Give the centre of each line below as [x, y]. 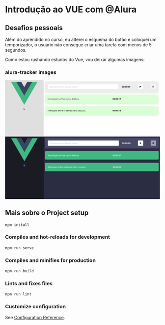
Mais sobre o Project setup [47, 213]
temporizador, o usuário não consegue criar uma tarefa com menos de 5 [79, 45]
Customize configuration [36, 307]
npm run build [20, 271]
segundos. [16, 50]
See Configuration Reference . [35, 317]
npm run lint [18, 294]
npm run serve [20, 248]
